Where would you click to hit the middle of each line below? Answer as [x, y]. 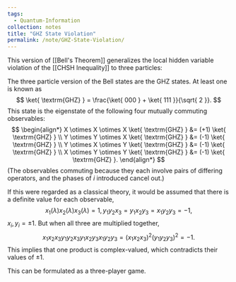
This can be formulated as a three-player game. [77, 271]
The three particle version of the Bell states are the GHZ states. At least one [117, 81]
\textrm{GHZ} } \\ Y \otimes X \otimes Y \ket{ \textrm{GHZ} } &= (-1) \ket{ [119, 145]
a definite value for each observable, [61, 199]
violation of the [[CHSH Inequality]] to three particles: [85, 68]
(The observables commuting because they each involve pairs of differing [115, 171]
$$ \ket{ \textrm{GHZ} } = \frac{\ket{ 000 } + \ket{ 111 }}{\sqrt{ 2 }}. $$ [119, 100]
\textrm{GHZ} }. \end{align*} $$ [119, 160]
